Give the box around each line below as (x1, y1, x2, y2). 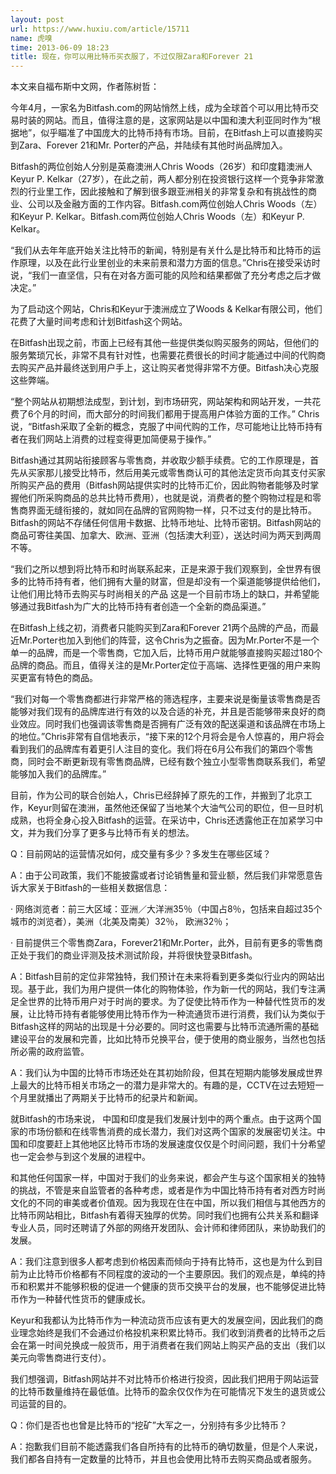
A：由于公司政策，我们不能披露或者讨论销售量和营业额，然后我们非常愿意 (10, 869, 315, 881)
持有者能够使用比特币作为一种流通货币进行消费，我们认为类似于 (62, 1008, 326, 1020)
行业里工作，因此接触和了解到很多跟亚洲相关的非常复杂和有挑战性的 (27, 186, 308, 198)
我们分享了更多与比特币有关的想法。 (44, 827, 195, 839)
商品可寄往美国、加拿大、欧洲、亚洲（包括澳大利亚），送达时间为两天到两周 (10, 529, 322, 541)
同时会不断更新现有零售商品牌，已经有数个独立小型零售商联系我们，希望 (27, 756, 326, 768)
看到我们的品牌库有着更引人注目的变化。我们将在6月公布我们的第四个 (10, 743, 297, 755)
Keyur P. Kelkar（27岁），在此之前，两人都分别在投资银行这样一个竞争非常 (10, 173, 316, 185)
